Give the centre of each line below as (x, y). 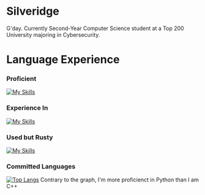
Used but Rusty (30, 137)
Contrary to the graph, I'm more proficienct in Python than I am (119, 180)
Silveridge (33, 11)
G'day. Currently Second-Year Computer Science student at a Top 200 (95, 28)
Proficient (21, 79)
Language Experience (63, 60)
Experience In (27, 108)
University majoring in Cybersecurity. (53, 34)
